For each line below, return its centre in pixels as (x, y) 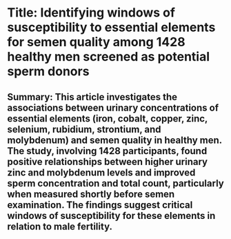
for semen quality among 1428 (96, 42)
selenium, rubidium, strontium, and (84, 129)
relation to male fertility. (60, 226)
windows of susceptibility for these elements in (111, 216)
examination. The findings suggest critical (100, 205)
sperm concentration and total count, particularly (115, 183)
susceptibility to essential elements (111, 27)
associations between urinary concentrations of (113, 107)
